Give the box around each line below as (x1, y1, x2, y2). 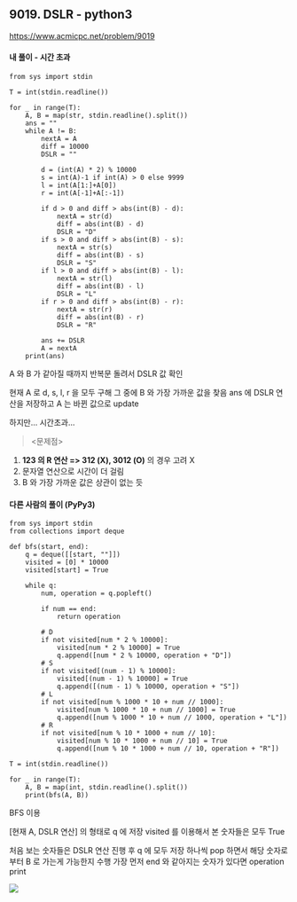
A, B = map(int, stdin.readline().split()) (25, 783, 189, 792)
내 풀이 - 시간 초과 (9, 52, 71, 63)
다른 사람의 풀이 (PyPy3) (9, 498, 96, 509)
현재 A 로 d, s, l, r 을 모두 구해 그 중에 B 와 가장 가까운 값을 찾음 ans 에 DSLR (9, 388, 275, 398)
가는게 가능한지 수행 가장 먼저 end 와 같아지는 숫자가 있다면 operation (42, 856, 285, 867)
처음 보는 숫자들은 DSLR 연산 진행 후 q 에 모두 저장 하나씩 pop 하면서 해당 (9, 845, 265, 856)
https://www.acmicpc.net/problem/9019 (9, 30, 155, 41)
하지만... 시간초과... (9, 417, 75, 428)
